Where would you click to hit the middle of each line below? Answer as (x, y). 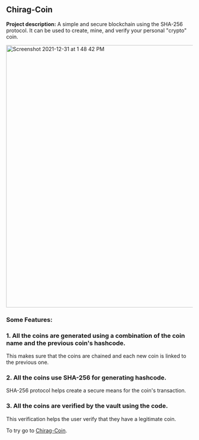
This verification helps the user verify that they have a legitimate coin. (91, 419)
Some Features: (29, 319)
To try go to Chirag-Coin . (37, 430)
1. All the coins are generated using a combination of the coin (96, 335)
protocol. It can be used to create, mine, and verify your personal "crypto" (97, 30)
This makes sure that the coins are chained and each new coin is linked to (96, 356)
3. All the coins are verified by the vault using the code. (87, 406)
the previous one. (28, 362)
